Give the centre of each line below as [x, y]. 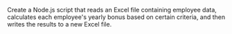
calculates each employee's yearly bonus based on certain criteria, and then [116, 17]
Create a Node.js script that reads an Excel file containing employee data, [112, 10]
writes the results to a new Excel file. [60, 24]
